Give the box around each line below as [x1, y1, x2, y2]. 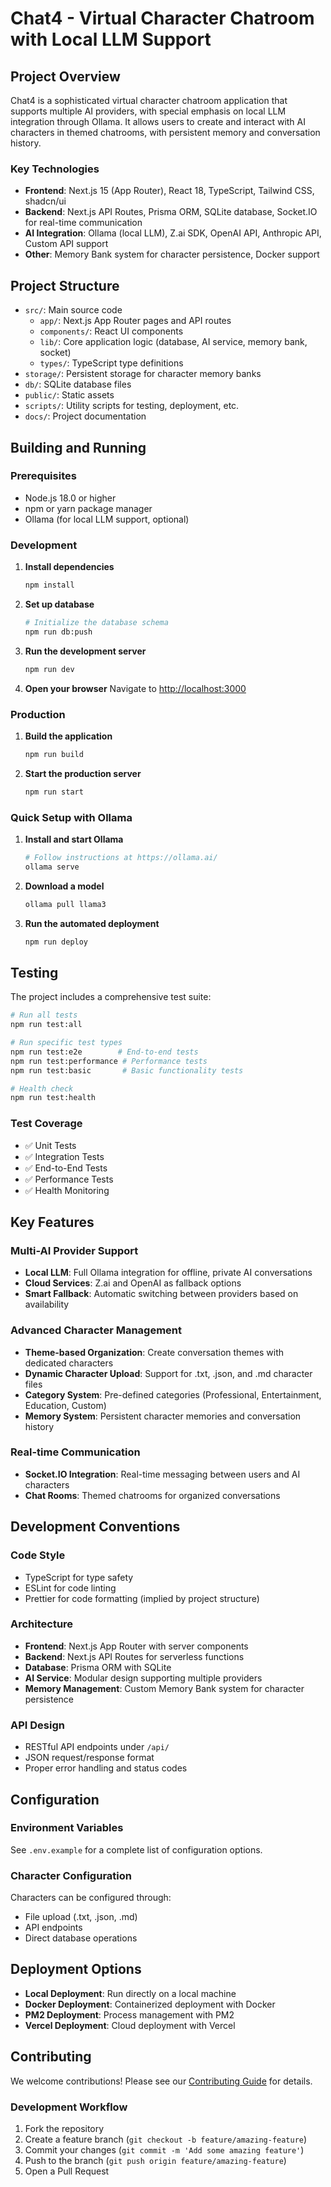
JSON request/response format [24, 1752, 155, 1764]
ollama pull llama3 [24, 899, 107, 909]
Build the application [24, 730, 113, 742]
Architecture [10, 1617, 74, 1631]
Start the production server [24, 767, 142, 779]
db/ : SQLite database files [24, 378, 132, 391]
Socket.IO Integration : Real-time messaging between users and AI [24, 1468, 301, 1480]
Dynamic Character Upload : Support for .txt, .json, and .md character [24, 1367, 313, 1379]
